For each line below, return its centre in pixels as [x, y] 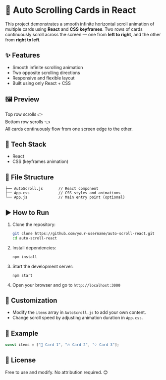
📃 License [21, 360]
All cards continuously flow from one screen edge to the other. [69, 129]
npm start [23, 275]
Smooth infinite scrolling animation [48, 67]
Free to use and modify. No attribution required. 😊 [56, 372]
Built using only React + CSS [41, 83]
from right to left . [23, 40]
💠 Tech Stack [26, 144]
